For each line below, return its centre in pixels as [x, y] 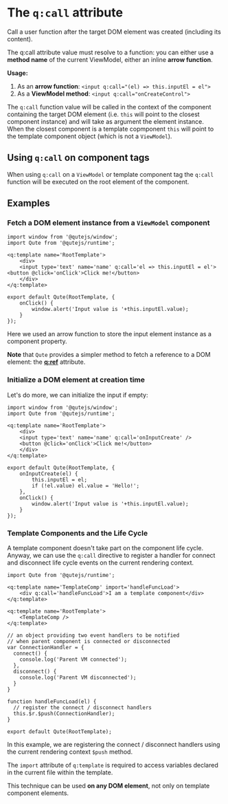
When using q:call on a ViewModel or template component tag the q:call [111, 174]
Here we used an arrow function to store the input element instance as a [109, 334]
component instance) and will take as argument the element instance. [105, 121]
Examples [28, 203]
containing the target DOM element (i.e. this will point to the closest [104, 114]
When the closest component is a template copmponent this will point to [111, 129]
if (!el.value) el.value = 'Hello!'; [85, 486]
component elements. [38, 793]
